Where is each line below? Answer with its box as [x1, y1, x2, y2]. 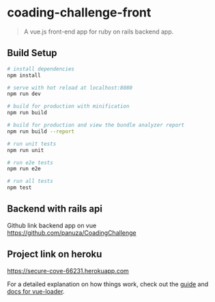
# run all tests [7, 178, 53, 185]
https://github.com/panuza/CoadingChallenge [7, 228, 137, 237]
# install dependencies [7, 65, 75, 73]
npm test [7, 184, 32, 191]
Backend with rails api [7, 203, 102, 215]
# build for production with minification [7, 103, 130, 110]
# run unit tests [7, 140, 57, 147]
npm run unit [7, 147, 44, 153]
